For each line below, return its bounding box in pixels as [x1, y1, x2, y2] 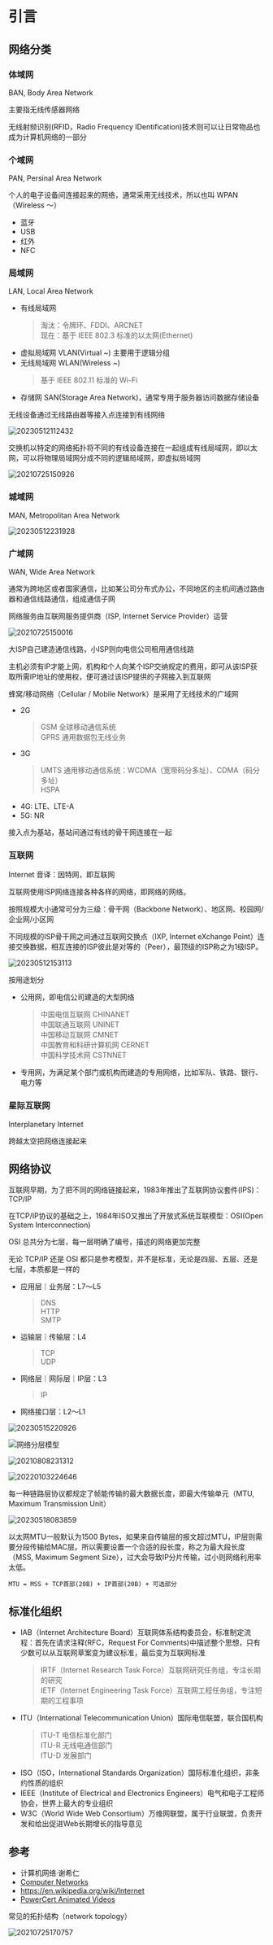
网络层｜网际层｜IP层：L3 [19, 1374, 107, 1383]
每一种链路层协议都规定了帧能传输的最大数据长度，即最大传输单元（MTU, [8, 1488, 254, 1498]
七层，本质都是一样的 [8, 1265, 80, 1274]
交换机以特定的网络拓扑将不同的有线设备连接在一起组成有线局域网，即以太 [8, 443, 258, 452]
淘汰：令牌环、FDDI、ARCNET [40, 321, 144, 330]
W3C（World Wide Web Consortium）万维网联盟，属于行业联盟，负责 [19, 1808, 256, 1819]
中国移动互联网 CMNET [40, 1030, 119, 1040]
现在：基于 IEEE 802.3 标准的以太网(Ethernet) [40, 330, 193, 340]
